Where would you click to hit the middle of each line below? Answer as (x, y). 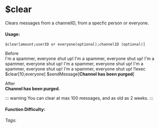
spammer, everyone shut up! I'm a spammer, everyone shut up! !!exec (75, 69)
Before (12, 54)
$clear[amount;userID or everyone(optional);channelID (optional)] (75, 45)
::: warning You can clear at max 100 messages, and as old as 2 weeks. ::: (79, 98)
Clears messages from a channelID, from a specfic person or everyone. (77, 23)
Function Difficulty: (25, 109)
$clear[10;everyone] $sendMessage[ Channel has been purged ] (70, 74)
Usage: (13, 34)
